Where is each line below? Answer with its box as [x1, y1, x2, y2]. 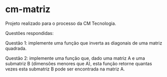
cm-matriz [5, 4, 51, 15]
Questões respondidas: [5, 30, 54, 36]
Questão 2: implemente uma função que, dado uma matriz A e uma [5, 55, 145, 61]
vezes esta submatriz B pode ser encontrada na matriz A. [5, 66, 125, 72]
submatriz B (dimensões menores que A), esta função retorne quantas [5, 60, 152, 66]
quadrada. [5, 45, 27, 51]
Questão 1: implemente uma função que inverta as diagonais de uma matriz [5, 40, 162, 46]
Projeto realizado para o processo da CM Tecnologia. [5, 20, 116, 26]
